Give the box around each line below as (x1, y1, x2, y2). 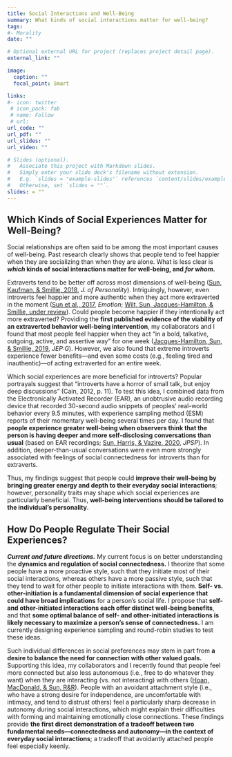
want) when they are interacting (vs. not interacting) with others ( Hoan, (7, 676, 209, 684)
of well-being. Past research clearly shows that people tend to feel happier (7, 250, 220, 259)
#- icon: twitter (7, 99, 57, 106)
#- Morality (7, 29, 41, 37)
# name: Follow (10, 112, 54, 119)
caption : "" (13, 73, 48, 80)
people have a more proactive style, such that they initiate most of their (7, 567, 210, 575)
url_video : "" (7, 144, 48, 151)
